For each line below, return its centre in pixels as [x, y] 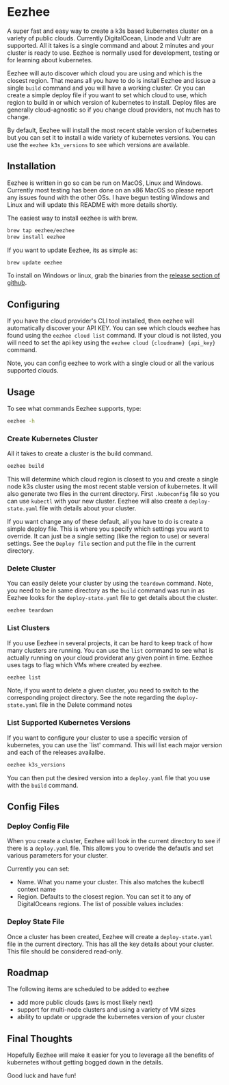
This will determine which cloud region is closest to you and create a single [113, 479]
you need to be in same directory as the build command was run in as [106, 590]
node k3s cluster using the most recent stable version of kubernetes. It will [112, 486]
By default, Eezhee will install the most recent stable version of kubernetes [112, 130]
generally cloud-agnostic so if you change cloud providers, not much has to [114, 110]
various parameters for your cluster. [57, 856]
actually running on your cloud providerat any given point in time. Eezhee [110, 658]
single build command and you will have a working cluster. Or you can [106, 88]
